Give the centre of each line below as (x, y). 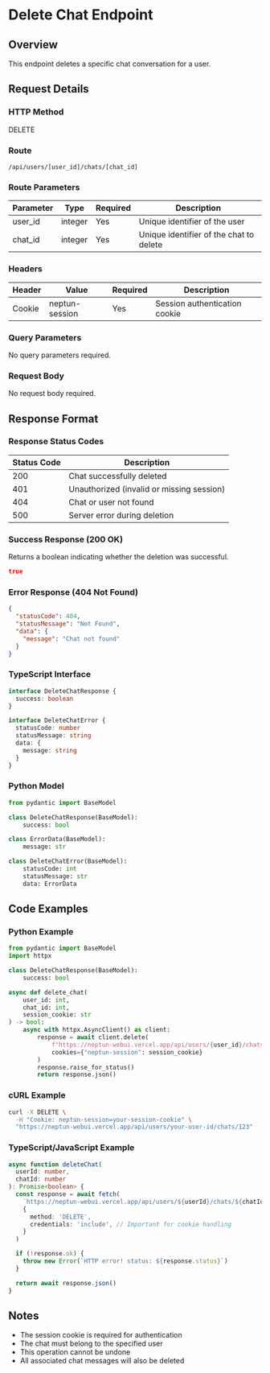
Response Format (53, 419)
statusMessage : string (53, 736)
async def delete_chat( (48, 992)
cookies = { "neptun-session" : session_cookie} (127, 1052)
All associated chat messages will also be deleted (102, 1361)
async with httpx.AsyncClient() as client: (97, 1030)
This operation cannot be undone (75, 1352)
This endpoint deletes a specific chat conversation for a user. (110, 64)
